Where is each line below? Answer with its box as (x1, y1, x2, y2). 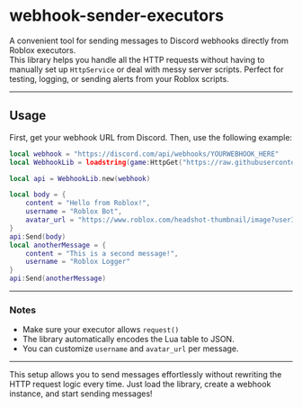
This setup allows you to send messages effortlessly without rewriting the (9, 369, 282, 380)
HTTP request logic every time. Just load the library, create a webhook (9, 379, 271, 390)
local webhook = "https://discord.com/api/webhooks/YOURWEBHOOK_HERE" (9, 150, 280, 159)
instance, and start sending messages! (9, 388, 153, 399)
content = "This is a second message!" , (25, 249, 179, 258)
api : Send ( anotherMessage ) (9, 274, 106, 284)
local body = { (9, 190, 67, 199)
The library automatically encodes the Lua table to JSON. (22, 334, 235, 345)
